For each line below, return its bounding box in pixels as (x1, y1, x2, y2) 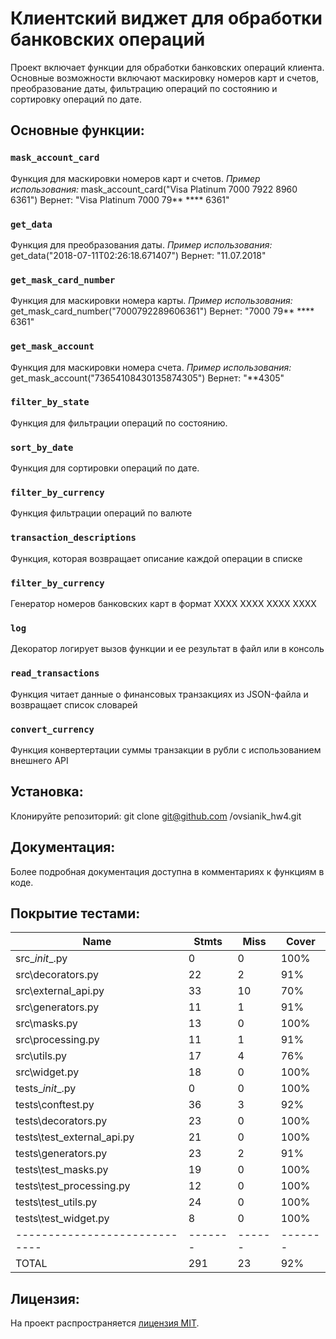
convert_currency (10, 723, 95, 735)
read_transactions (10, 668, 100, 679)
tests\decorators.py (15, 1114, 108, 1128)
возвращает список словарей (10, 698, 138, 711)
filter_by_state (10, 397, 90, 408)
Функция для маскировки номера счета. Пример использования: (10, 361, 292, 373)
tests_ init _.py (15, 1082, 77, 1096)
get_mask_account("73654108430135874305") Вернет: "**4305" (10, 372, 285, 384)
